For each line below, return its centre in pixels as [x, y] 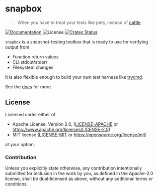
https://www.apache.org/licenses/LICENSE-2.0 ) [61, 129]
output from [17, 47]
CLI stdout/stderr [30, 62]
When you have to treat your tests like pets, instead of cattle [79, 22]
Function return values [35, 57]
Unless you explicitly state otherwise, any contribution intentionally [74, 168]
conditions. [17, 184]
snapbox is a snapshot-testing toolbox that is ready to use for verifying [77, 42]
